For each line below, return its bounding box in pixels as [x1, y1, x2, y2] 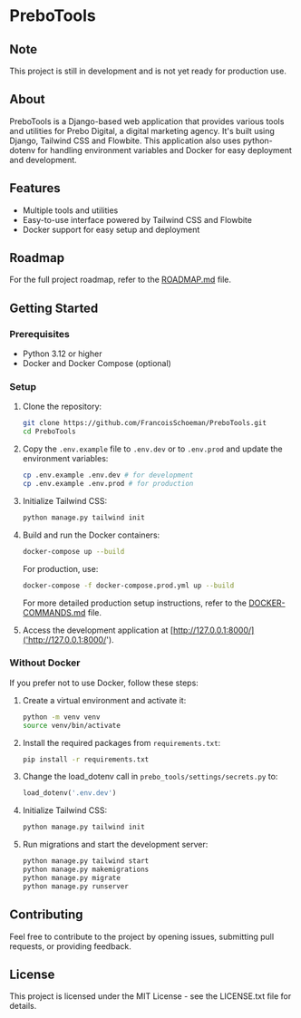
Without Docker [9, 656, 81, 669]
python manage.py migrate [22, 873, 121, 882]
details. [9, 1001, 37, 1012]
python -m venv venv [22, 713, 101, 722]
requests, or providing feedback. [9, 940, 131, 952]
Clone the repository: [22, 401, 102, 412]
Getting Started [9, 300, 99, 315]
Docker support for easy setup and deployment [22, 224, 200, 235]
